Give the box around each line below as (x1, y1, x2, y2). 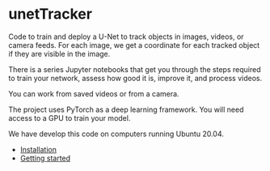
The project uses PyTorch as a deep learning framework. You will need (8, 105, 244, 114)
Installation (19, 144, 57, 154)
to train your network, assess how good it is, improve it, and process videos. (8, 73, 263, 83)
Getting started (19, 153, 71, 163)
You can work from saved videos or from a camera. (8, 88, 179, 98)
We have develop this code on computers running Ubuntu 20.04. (8, 129, 225, 139)
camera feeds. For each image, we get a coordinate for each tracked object (8, 40, 260, 49)
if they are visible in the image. (8, 49, 111, 58)
